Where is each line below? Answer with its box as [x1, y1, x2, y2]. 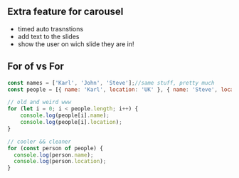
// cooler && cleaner [7, 138, 72, 145]
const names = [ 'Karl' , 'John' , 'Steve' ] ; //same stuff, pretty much [7, 79, 215, 86]
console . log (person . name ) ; [14, 151, 94, 159]
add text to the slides [17, 32, 80, 41]
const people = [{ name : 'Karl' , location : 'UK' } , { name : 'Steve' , [7, 85, 218, 93]
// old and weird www [7, 99, 72, 106]
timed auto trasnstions [17, 24, 84, 33]
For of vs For [7, 61, 64, 73]
